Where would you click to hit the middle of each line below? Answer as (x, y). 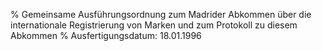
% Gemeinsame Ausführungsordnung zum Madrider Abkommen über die (161, 14)
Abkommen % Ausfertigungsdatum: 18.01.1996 (106, 35)
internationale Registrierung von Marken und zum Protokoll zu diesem (154, 25)
